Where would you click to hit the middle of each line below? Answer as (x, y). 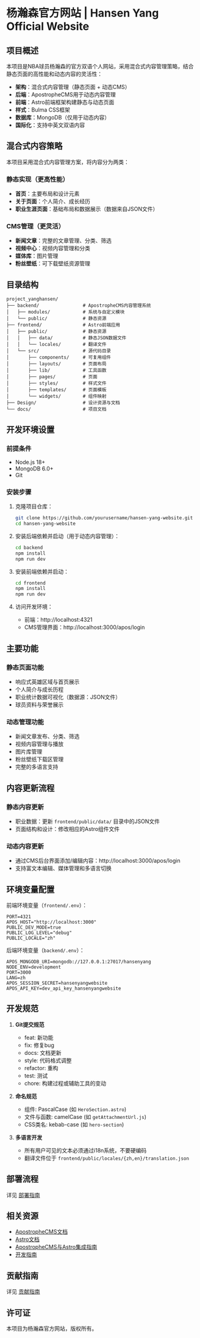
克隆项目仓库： (34, 506)
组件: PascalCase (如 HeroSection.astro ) (75, 1109)
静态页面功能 (25, 667)
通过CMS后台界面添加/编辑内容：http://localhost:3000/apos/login (98, 861)
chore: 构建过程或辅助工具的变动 (65, 1083)
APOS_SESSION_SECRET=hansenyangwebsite (57, 983)
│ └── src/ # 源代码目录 (59, 351)
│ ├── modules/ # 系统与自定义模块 (66, 312)
